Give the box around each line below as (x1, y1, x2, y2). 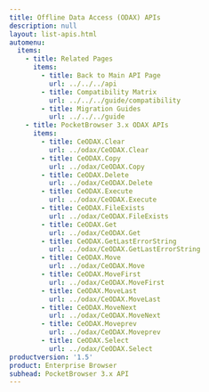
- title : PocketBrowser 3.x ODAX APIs (25, 121, 169, 130)
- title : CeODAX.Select (41, 336, 129, 345)
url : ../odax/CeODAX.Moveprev (48, 328, 162, 337)
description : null (9, 21, 77, 30)
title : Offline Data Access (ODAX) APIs (9, 12, 162, 22)
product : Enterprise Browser (9, 361, 117, 370)
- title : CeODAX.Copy (41, 153, 122, 163)
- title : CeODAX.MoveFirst (41, 270, 141, 279)
